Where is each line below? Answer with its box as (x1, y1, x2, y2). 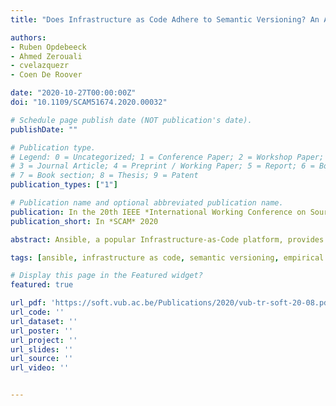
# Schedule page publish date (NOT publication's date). (10, 115, 253, 125)
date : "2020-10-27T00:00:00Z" (10, 88, 137, 98)
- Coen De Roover (10, 70, 83, 80)
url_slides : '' (10, 344, 74, 355)
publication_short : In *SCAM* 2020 (10, 216, 159, 226)
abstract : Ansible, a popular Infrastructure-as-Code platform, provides (10, 234, 325, 245)
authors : (10, 32, 47, 43)
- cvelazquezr (10, 61, 70, 71)
